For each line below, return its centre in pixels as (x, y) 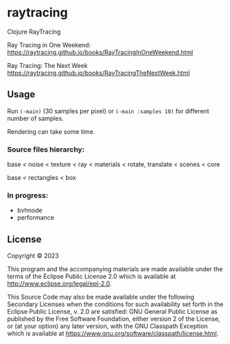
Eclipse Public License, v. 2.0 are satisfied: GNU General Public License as (112, 312)
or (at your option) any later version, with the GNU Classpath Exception (107, 326)
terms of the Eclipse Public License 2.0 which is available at (92, 277)
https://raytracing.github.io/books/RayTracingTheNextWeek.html (99, 73)
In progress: (28, 195)
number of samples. (35, 118)
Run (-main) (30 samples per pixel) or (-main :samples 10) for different (108, 111)
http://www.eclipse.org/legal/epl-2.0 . (59, 284)
